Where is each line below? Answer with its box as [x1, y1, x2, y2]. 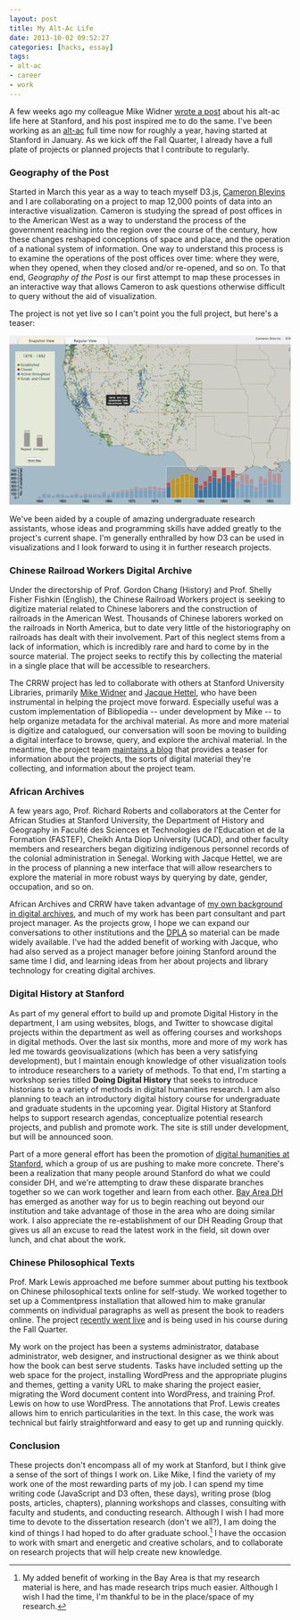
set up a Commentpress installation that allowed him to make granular [9, 1295, 266, 1306]
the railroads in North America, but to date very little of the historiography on [9, 622, 291, 633]
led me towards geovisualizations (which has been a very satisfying [9, 1046, 259, 1056]
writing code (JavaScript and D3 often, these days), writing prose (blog [9, 1488, 271, 1499]
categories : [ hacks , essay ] [9, 43, 114, 52]
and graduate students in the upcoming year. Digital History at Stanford [9, 1103, 271, 1114]
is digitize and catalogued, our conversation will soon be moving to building [9, 725, 287, 736]
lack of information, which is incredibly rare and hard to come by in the [9, 641, 270, 652]
